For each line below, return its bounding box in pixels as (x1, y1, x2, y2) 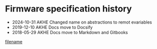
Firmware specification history (5, 3, 132, 14)
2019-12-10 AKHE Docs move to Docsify (12, 24, 93, 30)
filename (5, 38, 23, 44)
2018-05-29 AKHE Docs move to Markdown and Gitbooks (12, 29, 128, 35)
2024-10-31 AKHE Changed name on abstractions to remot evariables (12, 19, 152, 25)
